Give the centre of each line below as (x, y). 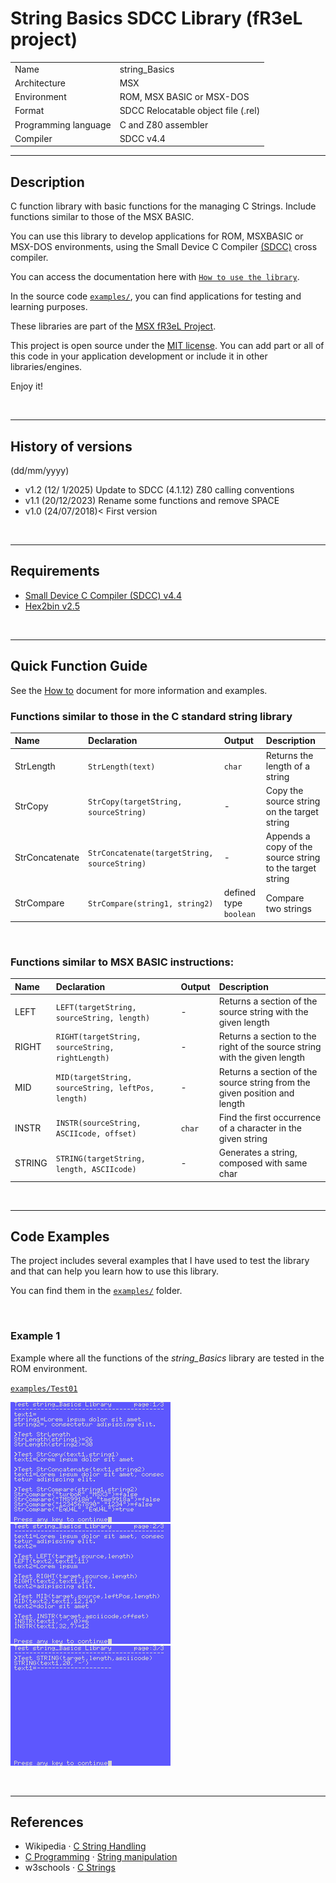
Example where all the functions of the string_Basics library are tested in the (167, 1358)
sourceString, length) (103, 1018)
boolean (239, 915)
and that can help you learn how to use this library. (115, 1271)
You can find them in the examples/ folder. (96, 1291)
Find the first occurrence (270, 1117)
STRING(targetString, (100, 1158)
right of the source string (270, 1047)
